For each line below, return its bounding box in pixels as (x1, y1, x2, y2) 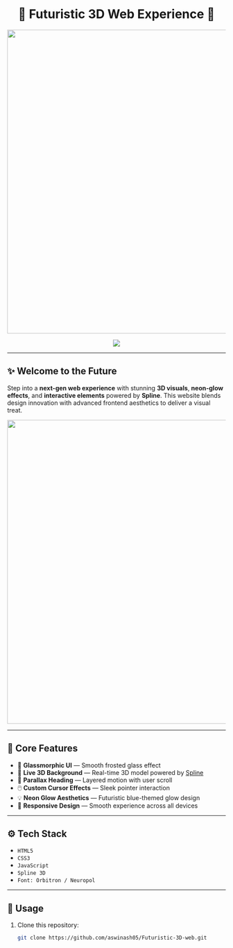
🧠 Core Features (7, 742, 78, 754)
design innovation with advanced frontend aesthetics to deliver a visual (7, 399, 211, 407)
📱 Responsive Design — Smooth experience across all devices (17, 801, 198, 810)
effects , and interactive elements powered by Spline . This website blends (7, 391, 221, 399)
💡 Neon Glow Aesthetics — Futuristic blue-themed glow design (17, 793, 200, 801)
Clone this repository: (17, 921, 79, 929)
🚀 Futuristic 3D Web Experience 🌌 (18, 6, 215, 22)
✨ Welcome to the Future (7, 365, 117, 377)
